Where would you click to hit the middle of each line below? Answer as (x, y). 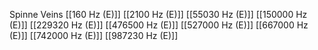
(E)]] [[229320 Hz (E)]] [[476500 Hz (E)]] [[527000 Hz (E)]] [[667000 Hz (159, 25)
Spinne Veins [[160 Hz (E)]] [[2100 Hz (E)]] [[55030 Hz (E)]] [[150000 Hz (158, 14)
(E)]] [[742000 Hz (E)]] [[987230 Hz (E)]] (94, 35)
